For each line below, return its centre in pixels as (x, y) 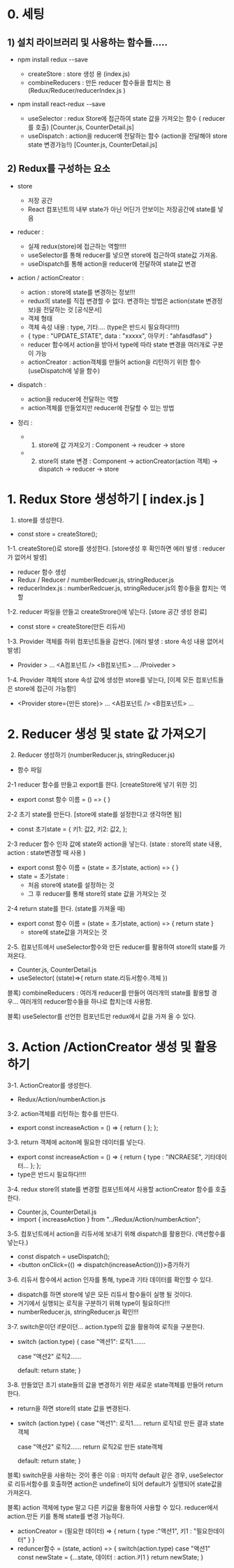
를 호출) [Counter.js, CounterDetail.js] (81, 127)
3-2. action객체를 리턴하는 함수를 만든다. (63, 1113)
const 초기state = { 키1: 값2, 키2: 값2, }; (72, 829)
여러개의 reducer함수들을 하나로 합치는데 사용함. (86, 1001)
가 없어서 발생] (27, 557)
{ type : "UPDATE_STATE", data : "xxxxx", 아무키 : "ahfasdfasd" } (120, 335)
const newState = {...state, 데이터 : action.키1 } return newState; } (110, 1557)
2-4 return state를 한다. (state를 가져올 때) (66, 908)
